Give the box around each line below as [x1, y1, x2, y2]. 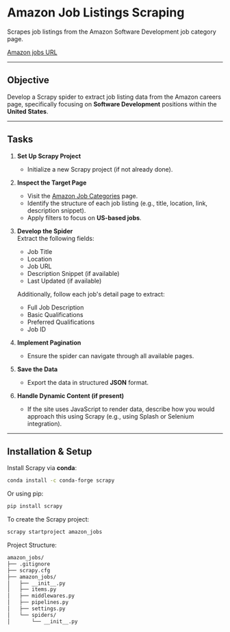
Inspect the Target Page [16, 178, 87, 187]
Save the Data [16, 365, 58, 373]
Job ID [27, 325, 47, 333]
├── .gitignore [7, 561, 51, 567]
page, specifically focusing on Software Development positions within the [7, 100, 217, 108]
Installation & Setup [7, 445, 92, 457]
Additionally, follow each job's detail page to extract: [16, 290, 166, 298]
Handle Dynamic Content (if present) [16, 391, 125, 399]
